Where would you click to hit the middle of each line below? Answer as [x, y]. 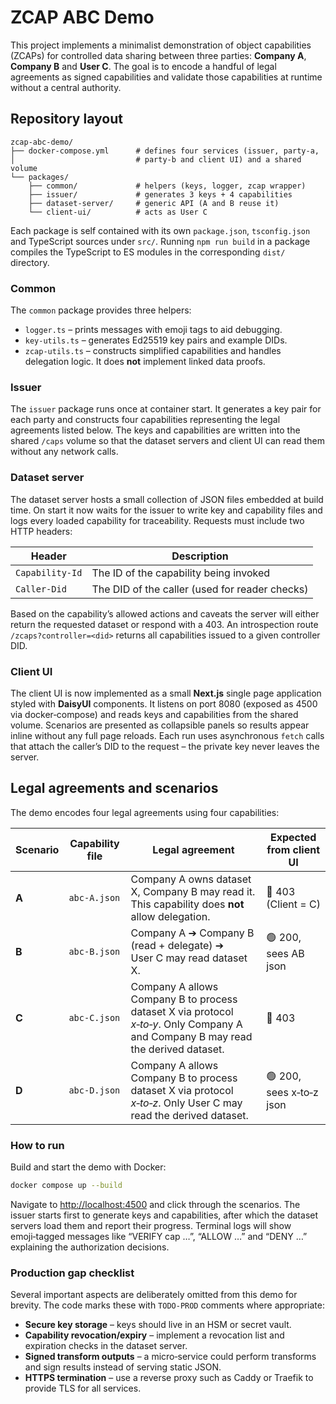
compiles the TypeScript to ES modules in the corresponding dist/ [148, 252]
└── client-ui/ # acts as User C [118, 212]
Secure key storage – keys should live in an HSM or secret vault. [158, 1325]
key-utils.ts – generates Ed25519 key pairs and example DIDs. [156, 340]
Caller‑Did [41, 589]
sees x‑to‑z [292, 1093]
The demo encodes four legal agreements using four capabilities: [145, 812]
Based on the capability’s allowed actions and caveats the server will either [165, 613]
